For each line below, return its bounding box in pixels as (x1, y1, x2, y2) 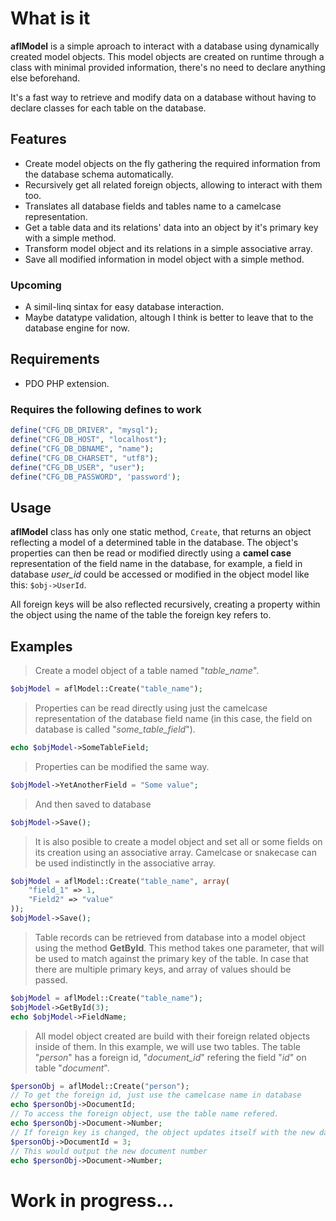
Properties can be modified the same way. (34, 760, 210, 772)
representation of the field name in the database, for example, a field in (10, 558, 303, 570)
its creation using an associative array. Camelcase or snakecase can (34, 846, 317, 858)
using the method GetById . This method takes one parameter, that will (34, 942, 325, 954)
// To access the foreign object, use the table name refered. (10, 1109, 280, 1119)
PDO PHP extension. (24, 377, 110, 389)
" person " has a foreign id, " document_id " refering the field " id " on (34, 1051, 307, 1063)
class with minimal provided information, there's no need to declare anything (10, 61, 326, 73)
